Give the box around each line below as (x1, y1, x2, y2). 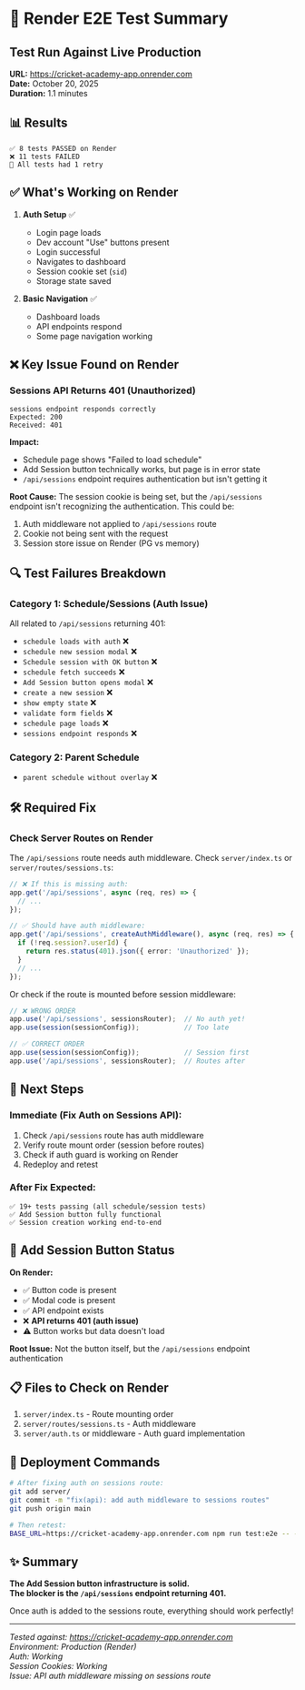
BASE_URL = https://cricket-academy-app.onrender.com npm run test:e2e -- (9, 1529, 290, 1538)
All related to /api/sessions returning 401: (9, 618, 166, 629)
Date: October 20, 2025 (9, 78, 99, 89)
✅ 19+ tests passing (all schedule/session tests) (9, 1201, 207, 1211)
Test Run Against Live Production (9, 45, 202, 60)
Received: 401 (9, 420, 64, 430)
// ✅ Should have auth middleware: (9, 921, 146, 931)
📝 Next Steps (9, 1082, 84, 1098)
